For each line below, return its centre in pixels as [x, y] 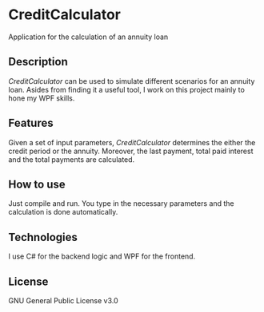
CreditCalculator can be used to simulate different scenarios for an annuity [132, 81]
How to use [37, 184]
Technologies [43, 237]
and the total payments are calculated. [72, 159]
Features [31, 123]
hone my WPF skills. [42, 98]
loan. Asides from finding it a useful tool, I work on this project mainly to [127, 89]
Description [38, 62]
